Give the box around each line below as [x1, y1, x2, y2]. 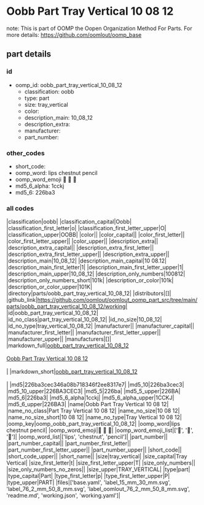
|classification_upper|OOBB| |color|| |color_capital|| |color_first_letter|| [6, 231, 185, 239]
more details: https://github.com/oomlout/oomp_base [6, 31, 142, 38]
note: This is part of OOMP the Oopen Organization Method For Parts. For [6, 25, 192, 32]
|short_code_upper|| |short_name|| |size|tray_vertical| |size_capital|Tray [6, 453, 187, 460]
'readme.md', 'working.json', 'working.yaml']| [6, 492, 121, 499]
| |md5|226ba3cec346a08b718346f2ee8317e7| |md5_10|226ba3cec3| [6, 381, 184, 388]
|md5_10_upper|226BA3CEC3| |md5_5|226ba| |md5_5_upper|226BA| [6, 388, 181, 395]
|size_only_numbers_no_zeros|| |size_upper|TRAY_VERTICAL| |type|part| [6, 466, 190, 473]
